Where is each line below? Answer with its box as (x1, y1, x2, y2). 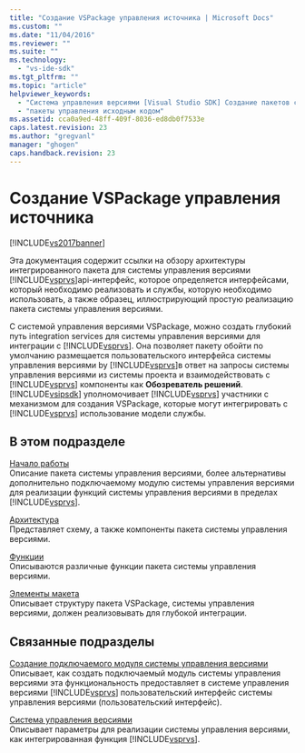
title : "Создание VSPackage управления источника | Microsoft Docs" (9, 13, 274, 23)
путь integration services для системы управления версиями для (9, 330, 261, 341)
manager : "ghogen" (9, 140, 79, 149)
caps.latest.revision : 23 (9, 124, 107, 133)
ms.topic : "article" (9, 81, 88, 90)
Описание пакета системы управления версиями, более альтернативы (9, 467, 286, 478)
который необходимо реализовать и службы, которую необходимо (9, 284, 272, 295)
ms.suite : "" (9, 47, 59, 56)
